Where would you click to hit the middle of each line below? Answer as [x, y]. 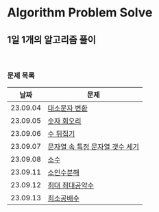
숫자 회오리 [64, 121]
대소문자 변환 [68, 108]
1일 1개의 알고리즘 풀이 [51, 39]
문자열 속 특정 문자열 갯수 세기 [93, 147]
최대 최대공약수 [71, 185]
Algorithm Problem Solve [80, 13]
